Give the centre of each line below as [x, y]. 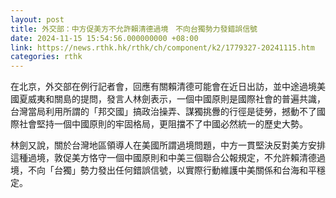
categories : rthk [46, 57]
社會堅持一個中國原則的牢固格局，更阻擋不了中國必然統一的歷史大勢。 [163, 124]
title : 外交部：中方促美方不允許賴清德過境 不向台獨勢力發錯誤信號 [134, 29]
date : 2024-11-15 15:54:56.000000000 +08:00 [104, 38]
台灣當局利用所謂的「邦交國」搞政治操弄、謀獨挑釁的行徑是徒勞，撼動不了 [163, 112]
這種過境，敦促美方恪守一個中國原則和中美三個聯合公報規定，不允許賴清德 [163, 158]
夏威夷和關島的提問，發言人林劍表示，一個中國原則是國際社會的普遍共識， [172, 99]
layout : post [37, 19]
